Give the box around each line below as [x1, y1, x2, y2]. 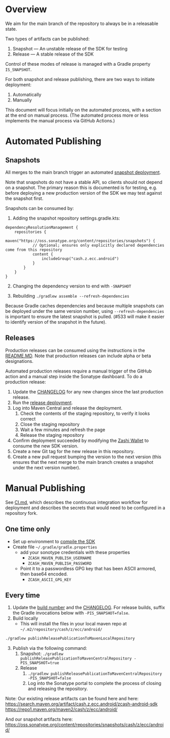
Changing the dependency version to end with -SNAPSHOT [12, 283, 131, 289]
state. [5, 25, 17, 32]
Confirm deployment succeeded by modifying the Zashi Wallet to [12, 437, 149, 443]
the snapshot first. [5, 195, 44, 201]
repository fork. [5, 510, 38, 516]
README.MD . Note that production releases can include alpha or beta [5, 353, 151, 359]
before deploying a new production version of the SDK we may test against [5, 190, 162, 196]
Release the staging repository [20, 432, 85, 438]
